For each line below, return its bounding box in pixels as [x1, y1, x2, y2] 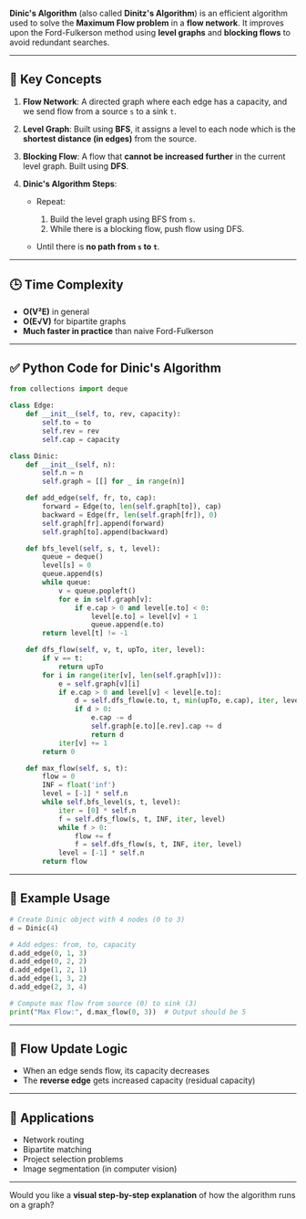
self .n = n [42, 468, 84, 478]
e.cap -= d [90, 713, 132, 722]
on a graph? [9, 1200, 55, 1211]
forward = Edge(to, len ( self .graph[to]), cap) [42, 502, 222, 511]
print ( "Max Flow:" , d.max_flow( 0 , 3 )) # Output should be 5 [9, 1007, 247, 1016]
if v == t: [42, 654, 84, 663]
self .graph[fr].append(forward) [42, 519, 166, 528]
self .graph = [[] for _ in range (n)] [42, 477, 185, 487]
